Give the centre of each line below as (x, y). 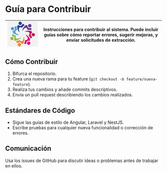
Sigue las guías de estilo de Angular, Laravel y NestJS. (68, 122)
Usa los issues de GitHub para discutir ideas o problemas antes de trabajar (82, 161)
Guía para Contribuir (48, 9)
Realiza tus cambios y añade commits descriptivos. (65, 89)
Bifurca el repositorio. (35, 74)
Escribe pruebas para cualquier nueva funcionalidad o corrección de (83, 128)
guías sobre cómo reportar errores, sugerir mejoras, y (101, 35)
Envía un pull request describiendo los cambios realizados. (73, 95)
